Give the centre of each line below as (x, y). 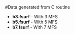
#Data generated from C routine (37, 7)
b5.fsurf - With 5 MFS (35, 22)
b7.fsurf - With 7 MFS (35, 27)
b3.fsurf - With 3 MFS (35, 17)
